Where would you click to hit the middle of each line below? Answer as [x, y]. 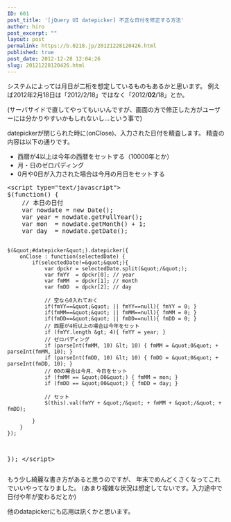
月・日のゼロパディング [51, 165]
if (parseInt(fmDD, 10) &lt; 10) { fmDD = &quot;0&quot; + [131, 358]
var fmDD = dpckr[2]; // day [88, 287]
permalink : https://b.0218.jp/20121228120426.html [82, 46]
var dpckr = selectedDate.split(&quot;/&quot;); [116, 268]
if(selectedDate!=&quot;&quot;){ [80, 262]
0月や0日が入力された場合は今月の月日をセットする [91, 174]
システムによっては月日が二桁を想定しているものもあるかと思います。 [107, 86]
